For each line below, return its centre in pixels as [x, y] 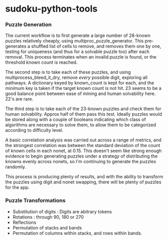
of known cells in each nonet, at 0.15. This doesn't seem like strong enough [83, 151]
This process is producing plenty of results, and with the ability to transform [84, 177]
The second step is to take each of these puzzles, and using [68, 72]
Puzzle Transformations [35, 201]
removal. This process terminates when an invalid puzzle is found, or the [81, 57]
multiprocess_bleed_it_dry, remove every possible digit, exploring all [76, 78]
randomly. [16, 167]
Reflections [24, 222]
